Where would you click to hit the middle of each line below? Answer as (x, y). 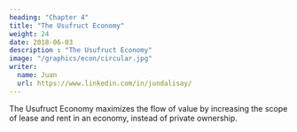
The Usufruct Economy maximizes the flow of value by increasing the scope (148, 108)
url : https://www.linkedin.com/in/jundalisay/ (105, 83)
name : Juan (37, 75)
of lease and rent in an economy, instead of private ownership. (123, 118)
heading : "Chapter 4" (49, 17)
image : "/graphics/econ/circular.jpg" (81, 58)
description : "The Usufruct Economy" (81, 50)
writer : (23, 67)
